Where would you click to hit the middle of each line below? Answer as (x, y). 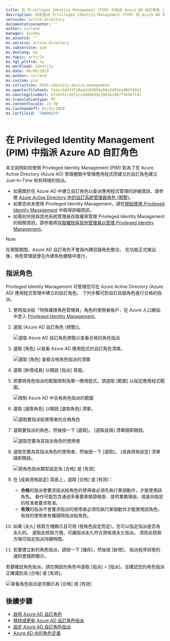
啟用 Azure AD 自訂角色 (38, 614)
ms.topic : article (25, 57)
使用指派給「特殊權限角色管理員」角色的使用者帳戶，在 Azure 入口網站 (87, 310)
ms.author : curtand (26, 76)
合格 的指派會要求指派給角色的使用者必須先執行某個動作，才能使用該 (91, 490)
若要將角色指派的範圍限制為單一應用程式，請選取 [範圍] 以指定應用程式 (87, 380)
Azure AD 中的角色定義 (37, 633)
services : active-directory (35, 19)
